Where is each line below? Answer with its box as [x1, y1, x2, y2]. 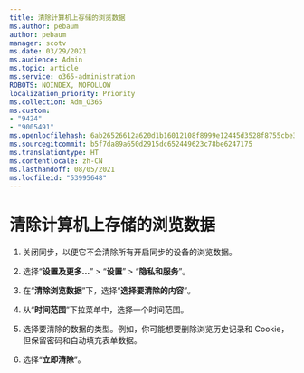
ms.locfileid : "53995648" [9, 173, 107, 182]
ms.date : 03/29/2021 [9, 47, 88, 56]
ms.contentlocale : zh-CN [9, 156, 103, 166]
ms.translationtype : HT [9, 148, 100, 157]
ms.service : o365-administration [9, 72, 136, 81]
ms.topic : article [9, 64, 79, 73]
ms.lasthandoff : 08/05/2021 [9, 165, 116, 174]
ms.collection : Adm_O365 [9, 97, 103, 107]
